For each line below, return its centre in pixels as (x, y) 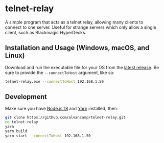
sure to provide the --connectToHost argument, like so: (60, 72)
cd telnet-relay (22, 122)
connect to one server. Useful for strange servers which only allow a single (81, 27)
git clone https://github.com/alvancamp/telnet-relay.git (65, 118)
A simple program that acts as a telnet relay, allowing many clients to (74, 22)
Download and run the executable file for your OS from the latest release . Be (82, 67)
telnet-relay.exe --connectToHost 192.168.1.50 (55, 81)
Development (26, 97)
